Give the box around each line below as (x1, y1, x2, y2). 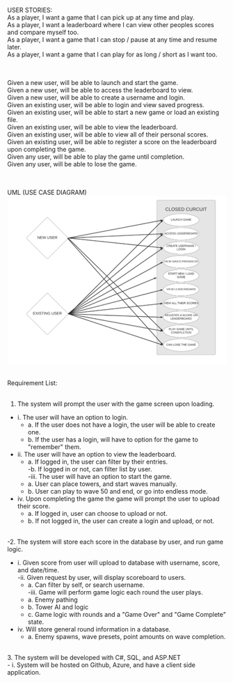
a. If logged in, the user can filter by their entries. (27, 457, 168, 466)
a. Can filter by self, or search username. (27, 581, 145, 589)
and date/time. (17, 566, 59, 574)
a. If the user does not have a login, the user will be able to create (27, 421, 216, 429)
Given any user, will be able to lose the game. (7, 160, 137, 168)
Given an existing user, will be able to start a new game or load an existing (7, 108, 220, 116)
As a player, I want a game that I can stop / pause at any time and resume (7, 36, 218, 44)
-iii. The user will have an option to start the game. (27, 473, 172, 481)
